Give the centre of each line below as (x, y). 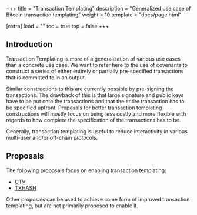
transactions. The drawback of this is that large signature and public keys (95, 95)
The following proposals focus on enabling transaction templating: (86, 170)
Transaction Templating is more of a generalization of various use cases (94, 59)
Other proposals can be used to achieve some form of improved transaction (98, 199)
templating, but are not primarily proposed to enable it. (72, 206)
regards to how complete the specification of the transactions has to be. (94, 120)
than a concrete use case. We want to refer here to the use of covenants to (97, 65)
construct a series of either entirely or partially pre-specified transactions (95, 71)
